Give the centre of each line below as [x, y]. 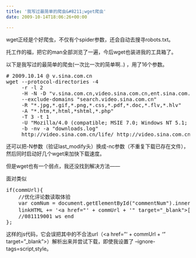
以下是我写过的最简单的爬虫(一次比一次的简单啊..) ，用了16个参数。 [87, 64]
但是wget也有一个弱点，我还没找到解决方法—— [63, 166]
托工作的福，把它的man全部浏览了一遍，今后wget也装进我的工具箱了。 [91, 52]
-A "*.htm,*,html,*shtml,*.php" [68, 111]
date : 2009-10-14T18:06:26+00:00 [47, 17]
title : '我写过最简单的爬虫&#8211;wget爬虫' [56, 11]
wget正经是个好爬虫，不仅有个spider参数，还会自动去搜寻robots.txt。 [90, 39]
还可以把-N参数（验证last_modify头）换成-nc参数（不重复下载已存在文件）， [97, 146]
